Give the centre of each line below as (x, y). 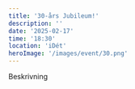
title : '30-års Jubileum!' (54, 16)
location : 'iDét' (38, 46)
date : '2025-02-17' (41, 31)
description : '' (36, 23)
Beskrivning (28, 76)
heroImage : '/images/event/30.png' (68, 53)
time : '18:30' (32, 38)
